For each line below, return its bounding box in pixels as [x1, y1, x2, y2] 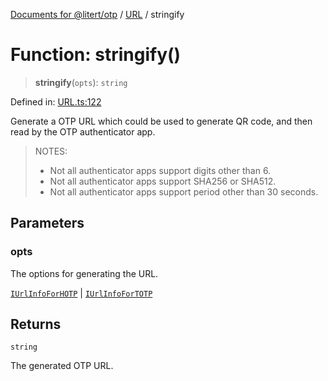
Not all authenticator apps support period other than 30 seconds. [49, 185, 319, 198]
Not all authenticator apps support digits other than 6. [49, 164, 272, 176]
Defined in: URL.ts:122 [10, 95, 102, 108]
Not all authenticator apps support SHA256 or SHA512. [49, 175, 277, 187]
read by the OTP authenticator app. [10, 125, 156, 138]
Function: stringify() [10, 44, 182, 66]
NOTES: [34, 145, 68, 157]
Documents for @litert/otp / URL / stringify [10, 9, 185, 20]
